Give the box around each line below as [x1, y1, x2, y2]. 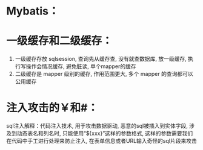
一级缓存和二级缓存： [6, 34, 113, 48]
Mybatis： [6, 4, 59, 18]
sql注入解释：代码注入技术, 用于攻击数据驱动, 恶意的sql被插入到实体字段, [6, 122, 188, 130]
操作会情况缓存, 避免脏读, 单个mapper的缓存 [25, 63, 136, 70]
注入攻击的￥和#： [6, 101, 99, 115]
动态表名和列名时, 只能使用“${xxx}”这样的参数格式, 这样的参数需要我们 [16, 130, 193, 137]
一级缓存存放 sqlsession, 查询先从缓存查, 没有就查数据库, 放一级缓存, [15, 55, 187, 63]
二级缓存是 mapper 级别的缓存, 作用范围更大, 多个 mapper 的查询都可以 [15, 70, 193, 78]
